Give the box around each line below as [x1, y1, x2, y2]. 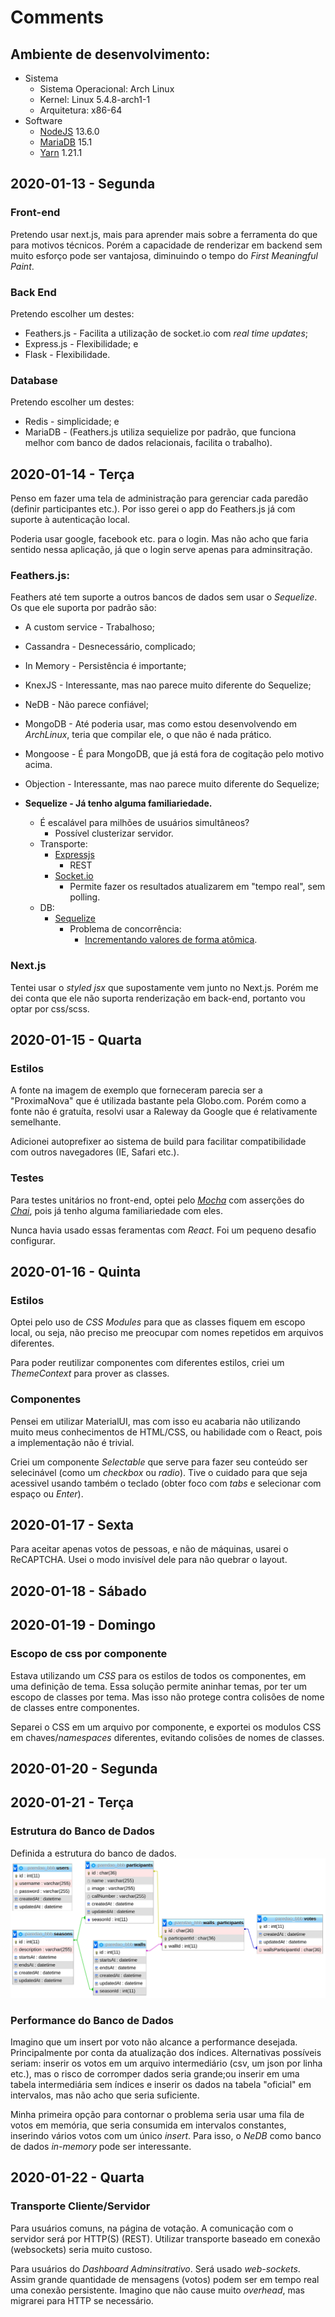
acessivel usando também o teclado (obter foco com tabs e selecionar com [10, 1477, 322, 1489]
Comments [10, 6, 104, 29]
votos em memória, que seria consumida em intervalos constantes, [10, 2119, 287, 2131]
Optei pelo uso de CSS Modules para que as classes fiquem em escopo [10, 1316, 306, 1328]
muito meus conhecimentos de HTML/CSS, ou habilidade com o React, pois [10, 1426, 323, 1438]
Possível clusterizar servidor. [54, 827, 174, 840]
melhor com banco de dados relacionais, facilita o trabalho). [24, 437, 273, 449]
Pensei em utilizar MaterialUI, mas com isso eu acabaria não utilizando [10, 1415, 301, 1427]
